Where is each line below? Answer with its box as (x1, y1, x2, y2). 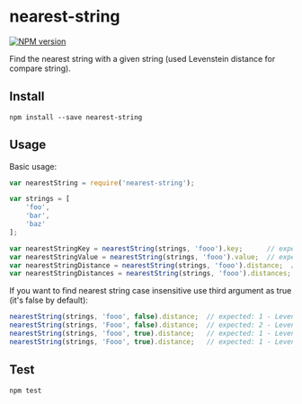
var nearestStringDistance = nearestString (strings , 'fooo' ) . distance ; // (9, 260, 299, 270)
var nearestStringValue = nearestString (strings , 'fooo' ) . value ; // (9, 252, 276, 261)
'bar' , (25, 211, 50, 221)
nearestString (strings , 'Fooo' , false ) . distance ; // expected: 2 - (9, 321, 271, 329)
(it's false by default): (9, 294, 88, 306)
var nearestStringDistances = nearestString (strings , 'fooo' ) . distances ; (9, 269, 292, 278)
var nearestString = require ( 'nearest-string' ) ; (9, 178, 195, 188)
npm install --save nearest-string (9, 112, 143, 122)
